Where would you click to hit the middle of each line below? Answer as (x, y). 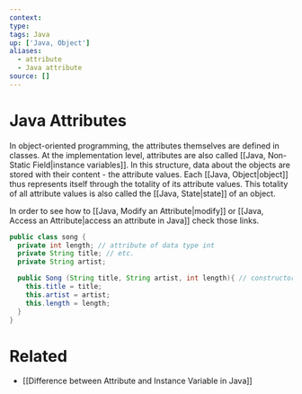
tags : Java (30, 34)
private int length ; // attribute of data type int (116, 245)
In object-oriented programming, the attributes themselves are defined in (145, 146)
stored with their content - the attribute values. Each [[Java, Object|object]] (149, 174)
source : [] (30, 76)
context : (26, 18)
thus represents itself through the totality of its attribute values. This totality (149, 184)
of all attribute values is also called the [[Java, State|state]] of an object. (142, 193)
